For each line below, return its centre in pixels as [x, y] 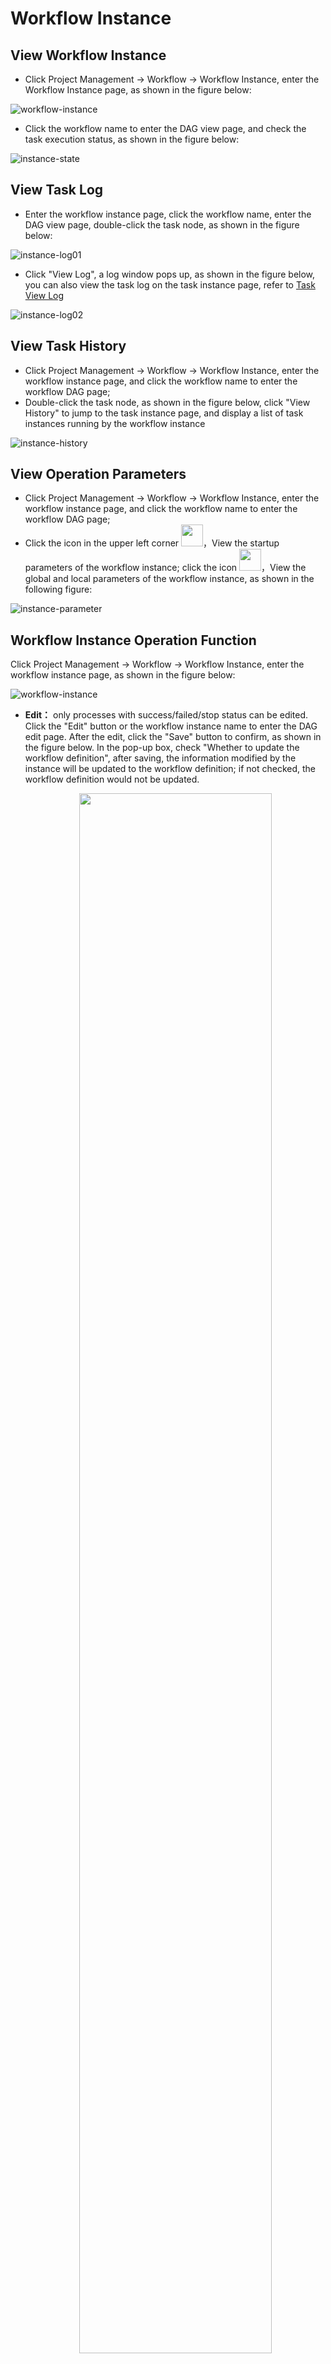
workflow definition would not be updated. [112, 779]
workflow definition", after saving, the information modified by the [160, 758]
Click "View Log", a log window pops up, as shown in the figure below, [170, 274]
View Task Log [57, 190]
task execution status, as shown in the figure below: [132, 139]
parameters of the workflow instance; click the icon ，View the [165, 568]
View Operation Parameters [98, 474]
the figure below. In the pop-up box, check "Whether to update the [162, 748]
